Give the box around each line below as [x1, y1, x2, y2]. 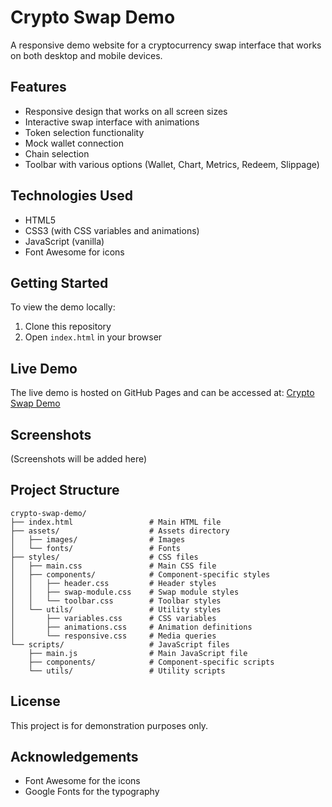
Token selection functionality [24, 126, 145, 138]
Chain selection [24, 147, 90, 160]
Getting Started [10, 274, 109, 291]
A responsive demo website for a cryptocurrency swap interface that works [10, 39, 322, 51]
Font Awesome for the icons [24, 775, 141, 787]
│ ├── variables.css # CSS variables [10, 613, 217, 623]
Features [10, 79, 67, 96]
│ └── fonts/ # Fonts [10, 543, 182, 553]
